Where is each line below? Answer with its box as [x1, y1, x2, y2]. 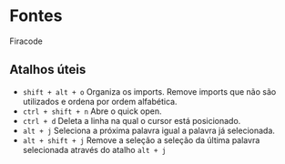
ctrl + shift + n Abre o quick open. [22, 106, 162, 117]
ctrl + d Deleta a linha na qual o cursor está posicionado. [22, 115, 241, 126]
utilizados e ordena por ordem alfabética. [22, 96, 178, 107]
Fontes [9, 5, 63, 26]
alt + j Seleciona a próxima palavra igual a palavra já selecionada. [22, 125, 276, 136]
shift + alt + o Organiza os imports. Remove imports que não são [22, 86, 277, 97]
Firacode [9, 36, 43, 46]
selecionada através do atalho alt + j [22, 144, 167, 155]
